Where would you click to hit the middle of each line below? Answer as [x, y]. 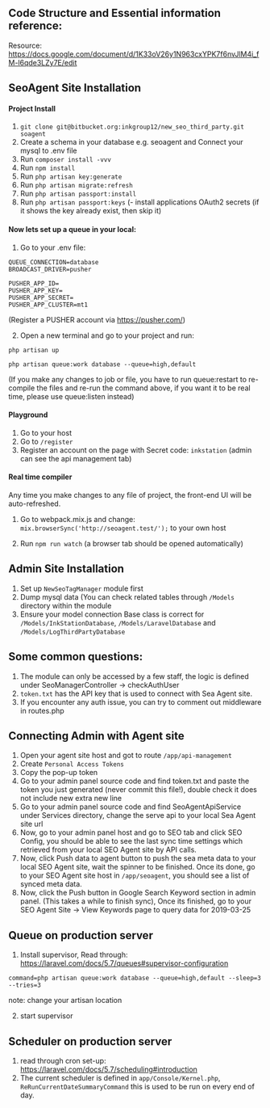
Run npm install [48, 168]
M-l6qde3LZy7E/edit [43, 62]
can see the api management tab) [76, 458]
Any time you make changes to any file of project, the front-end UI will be [130, 495]
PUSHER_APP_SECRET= [41, 297]
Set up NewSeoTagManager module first [81, 588]
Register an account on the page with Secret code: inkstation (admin [136, 450]
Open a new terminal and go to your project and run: [107, 335]
